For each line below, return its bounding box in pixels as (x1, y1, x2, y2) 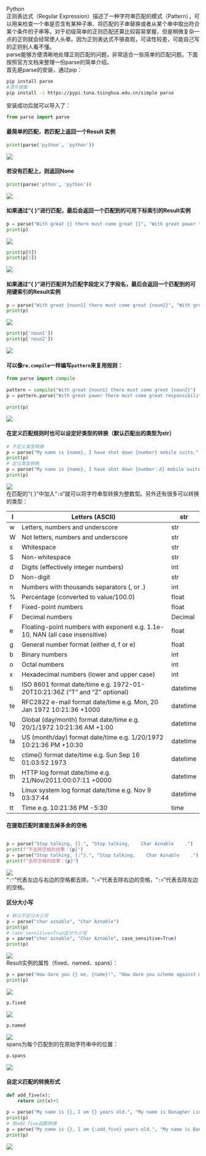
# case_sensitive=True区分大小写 (6, 930, 87, 936)
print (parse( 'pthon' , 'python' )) (6, 181, 92, 188)
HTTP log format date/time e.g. (21, 768, 111, 776)
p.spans (6, 1052, 26, 1058)
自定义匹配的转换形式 (6, 1078, 60, 1085)
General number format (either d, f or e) (21, 640, 136, 649)
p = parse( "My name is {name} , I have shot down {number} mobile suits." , (6, 449, 202, 456)
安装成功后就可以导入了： (6, 101, 71, 109)
